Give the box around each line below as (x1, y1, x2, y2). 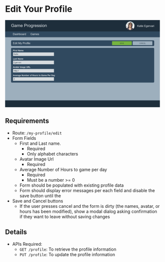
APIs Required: (12, 241, 43, 247)
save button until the (19, 193, 61, 198)
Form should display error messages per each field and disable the (19, 187, 155, 193)
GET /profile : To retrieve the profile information (19, 246, 117, 252)
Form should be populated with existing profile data (19, 182, 124, 188)
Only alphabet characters (27, 151, 79, 157)
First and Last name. (19, 140, 61, 146)
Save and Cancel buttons (12, 198, 63, 204)
